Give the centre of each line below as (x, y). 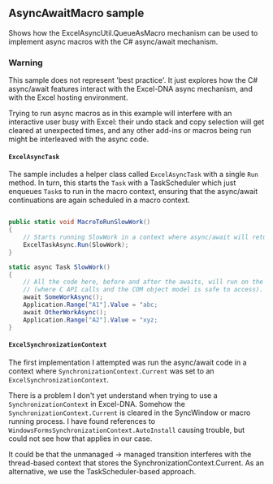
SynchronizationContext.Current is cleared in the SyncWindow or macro (130, 413)
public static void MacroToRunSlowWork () (80, 223)
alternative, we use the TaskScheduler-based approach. (102, 471)
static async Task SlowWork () (60, 267)
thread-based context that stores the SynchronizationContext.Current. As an (136, 463)
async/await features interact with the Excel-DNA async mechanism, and (131, 89)
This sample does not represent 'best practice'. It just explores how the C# (133, 80)
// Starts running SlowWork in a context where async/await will (136, 238)
